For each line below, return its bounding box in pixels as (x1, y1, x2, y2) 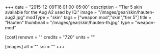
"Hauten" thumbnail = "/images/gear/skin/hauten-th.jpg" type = (5, 19, 134, 25)
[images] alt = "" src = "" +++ (5, 44, 65, 49)
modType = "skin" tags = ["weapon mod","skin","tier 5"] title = (26, 15, 152, 20)
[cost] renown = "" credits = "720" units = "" (5, 34, 95, 40)
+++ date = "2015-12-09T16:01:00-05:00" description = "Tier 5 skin (5, 4, 142, 10)
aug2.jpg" (5, 15, 26, 20)
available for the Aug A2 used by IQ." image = (5, 9, 97, 15)
